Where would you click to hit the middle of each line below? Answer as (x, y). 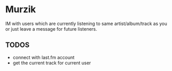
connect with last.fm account (44, 57)
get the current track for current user (52, 63)
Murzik (21, 9)
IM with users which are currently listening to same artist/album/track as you (86, 23)
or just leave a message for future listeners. (51, 29)
